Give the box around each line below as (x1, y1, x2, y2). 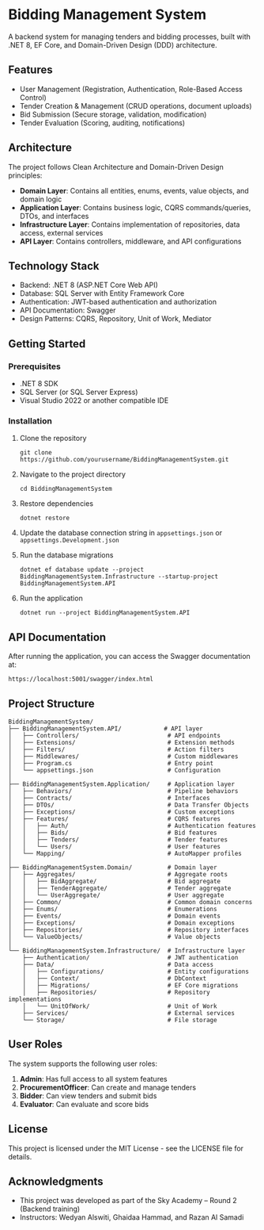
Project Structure (8, 696, 95, 711)
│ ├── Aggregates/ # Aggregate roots (8, 870, 228, 878)
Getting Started (8, 337, 86, 351)
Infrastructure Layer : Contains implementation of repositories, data (19, 220, 240, 229)
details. (8, 1151, 32, 1161)
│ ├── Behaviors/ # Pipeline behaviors (8, 787, 239, 795)
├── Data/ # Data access (22, 960, 214, 968)
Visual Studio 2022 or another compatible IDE (19, 396, 169, 405)
